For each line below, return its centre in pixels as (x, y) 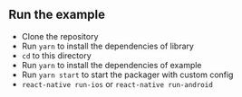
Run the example (57, 15)
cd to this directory (56, 55)
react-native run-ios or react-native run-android (117, 84)
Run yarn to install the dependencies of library (107, 46)
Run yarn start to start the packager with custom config (127, 75)
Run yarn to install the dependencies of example (111, 65)
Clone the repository (60, 36)
